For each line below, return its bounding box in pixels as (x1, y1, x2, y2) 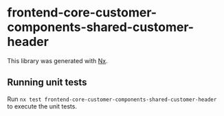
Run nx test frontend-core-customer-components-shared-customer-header (7, 95, 217, 103)
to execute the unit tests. (7, 102, 78, 111)
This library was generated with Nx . (7, 56, 108, 65)
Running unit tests (7, 77, 87, 89)
